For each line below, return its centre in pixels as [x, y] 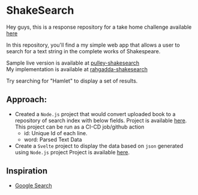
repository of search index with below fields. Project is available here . [101, 120]
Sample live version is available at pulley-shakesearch [73, 63]
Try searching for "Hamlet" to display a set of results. [72, 81]
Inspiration [27, 171]
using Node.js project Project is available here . [72, 152]
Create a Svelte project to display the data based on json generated [99, 146]
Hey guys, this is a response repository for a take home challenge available [99, 27]
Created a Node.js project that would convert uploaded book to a [95, 114]
